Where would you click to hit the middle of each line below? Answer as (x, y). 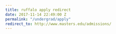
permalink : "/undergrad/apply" (38, 19)
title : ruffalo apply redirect (38, 10)
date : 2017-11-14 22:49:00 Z (36, 14)
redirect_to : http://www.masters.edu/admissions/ (59, 24)
